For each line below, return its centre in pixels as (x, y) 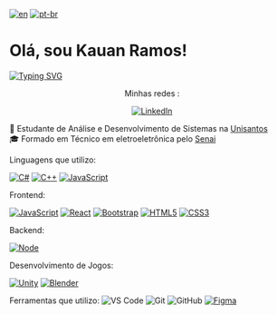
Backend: (27, 230)
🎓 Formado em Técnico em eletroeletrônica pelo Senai (113, 138)
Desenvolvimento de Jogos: (62, 265)
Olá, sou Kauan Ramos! (98, 51)
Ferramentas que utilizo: (54, 300)
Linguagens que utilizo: (53, 160)
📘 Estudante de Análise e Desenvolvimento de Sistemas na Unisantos (139, 128)
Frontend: (28, 194)
